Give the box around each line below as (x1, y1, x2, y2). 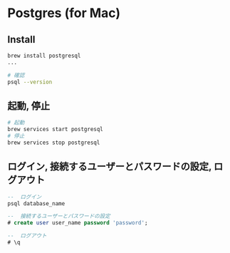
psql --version (7, 78, 53, 86)
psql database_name (7, 200, 66, 207)
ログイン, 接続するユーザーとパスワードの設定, (7, 160, 212, 172)
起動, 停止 (7, 100, 51, 112)
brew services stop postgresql (7, 139, 100, 146)
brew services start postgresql (7, 126, 103, 133)
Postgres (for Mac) (7, 5, 121, 21)
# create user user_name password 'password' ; (7, 220, 148, 227)
